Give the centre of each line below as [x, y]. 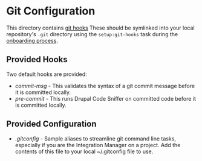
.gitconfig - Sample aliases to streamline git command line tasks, [96, 138]
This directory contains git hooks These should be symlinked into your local [100, 28]
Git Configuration [51, 11]
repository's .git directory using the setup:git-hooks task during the [92, 34]
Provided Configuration [51, 124]
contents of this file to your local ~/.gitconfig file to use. [84, 151]
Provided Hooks [37, 59]
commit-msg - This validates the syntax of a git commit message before [105, 86]
